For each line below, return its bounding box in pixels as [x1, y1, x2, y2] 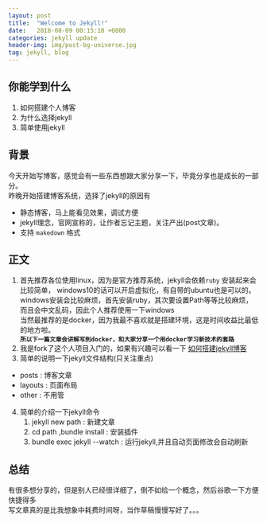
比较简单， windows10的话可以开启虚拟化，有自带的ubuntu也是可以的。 [19, 286, 256, 295]
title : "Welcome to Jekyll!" [8, 19, 109, 27]
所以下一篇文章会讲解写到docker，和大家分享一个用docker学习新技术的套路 [19, 336, 234, 344]
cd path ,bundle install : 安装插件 [31, 427, 138, 437]
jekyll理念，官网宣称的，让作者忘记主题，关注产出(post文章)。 [19, 217, 224, 227]
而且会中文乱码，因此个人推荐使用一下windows [19, 306, 175, 315]
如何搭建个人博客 [19, 103, 76, 112]
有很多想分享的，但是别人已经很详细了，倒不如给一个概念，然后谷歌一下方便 [8, 485, 259, 495]
